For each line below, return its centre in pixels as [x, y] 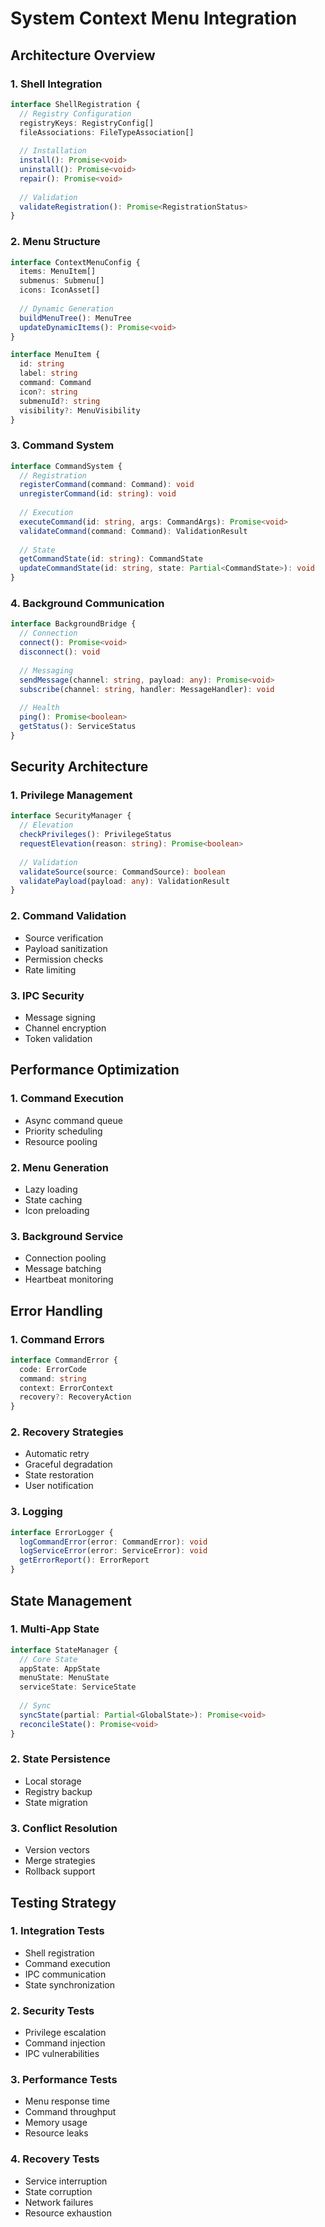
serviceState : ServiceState [78, 1687]
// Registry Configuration [75, 113]
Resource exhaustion [68, 2213]
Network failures [59, 2202]
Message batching [63, 1269]
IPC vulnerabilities [62, 2054]
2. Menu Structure [55, 242]
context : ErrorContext [66, 1388]
